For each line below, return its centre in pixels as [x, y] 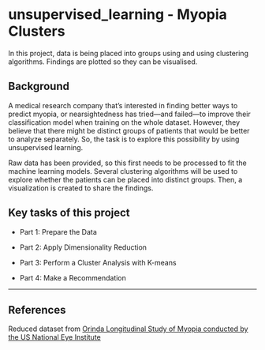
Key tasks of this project [69, 213]
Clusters [37, 31]
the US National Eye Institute [54, 337]
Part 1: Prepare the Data [58, 231]
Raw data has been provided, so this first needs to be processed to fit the [127, 163]
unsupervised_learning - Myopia [118, 15]
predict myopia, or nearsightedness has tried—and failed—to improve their [129, 114]
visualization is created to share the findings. [81, 188]
